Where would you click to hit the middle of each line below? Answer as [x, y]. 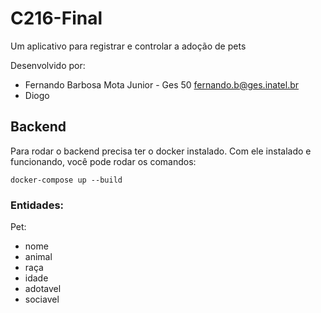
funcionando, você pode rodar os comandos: [103, 161]
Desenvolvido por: [48, 65]
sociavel [42, 299]
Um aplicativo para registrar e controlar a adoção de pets [128, 46]
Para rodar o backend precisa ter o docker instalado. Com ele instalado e [161, 151]
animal [38, 257]
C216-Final [56, 18]
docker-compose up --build [66, 180]
